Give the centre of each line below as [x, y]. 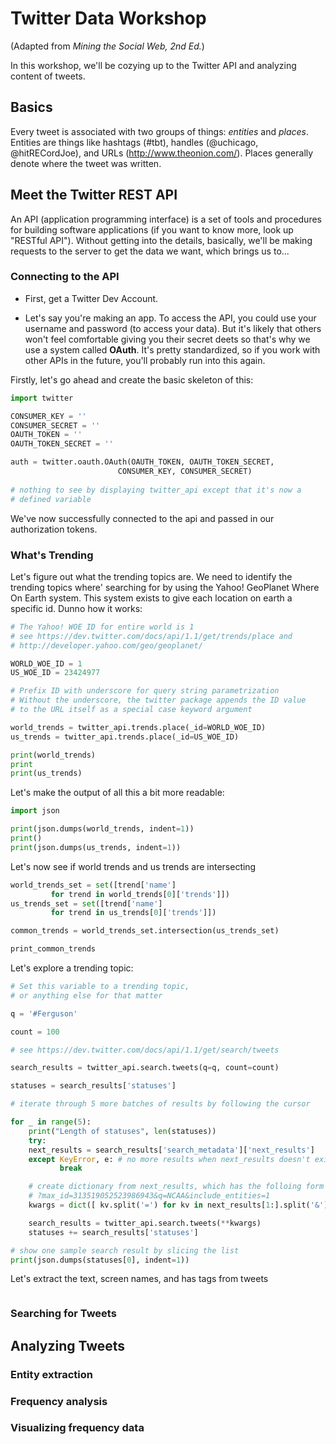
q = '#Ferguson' [44, 1013]
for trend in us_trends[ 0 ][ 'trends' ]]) [133, 913]
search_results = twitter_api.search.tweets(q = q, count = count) [145, 1068]
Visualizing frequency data [77, 1428]
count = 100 [35, 1032]
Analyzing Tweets [68, 1345]
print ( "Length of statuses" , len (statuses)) [122, 1131]
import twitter [42, 398]
